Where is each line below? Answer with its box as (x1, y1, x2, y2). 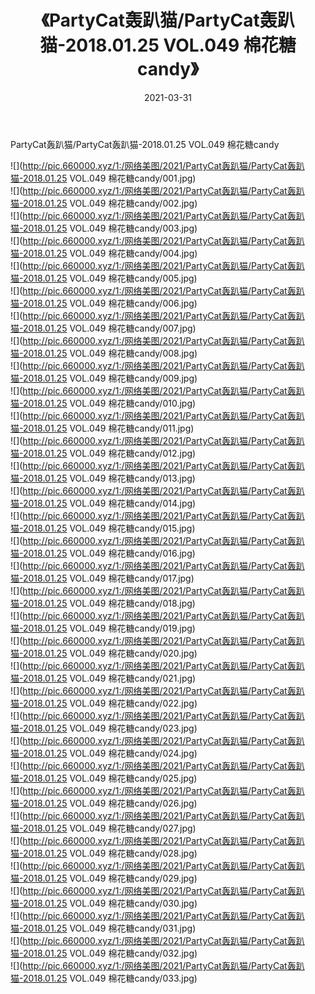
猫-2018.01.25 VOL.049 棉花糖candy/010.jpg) (10, 397, 197, 409)
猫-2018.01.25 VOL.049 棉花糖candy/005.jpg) (10, 272, 198, 284)
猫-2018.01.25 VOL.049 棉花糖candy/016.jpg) (10, 547, 196, 559)
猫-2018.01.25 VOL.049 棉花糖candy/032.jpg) (10, 947, 198, 959)
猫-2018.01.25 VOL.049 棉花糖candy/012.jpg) (10, 447, 197, 459)
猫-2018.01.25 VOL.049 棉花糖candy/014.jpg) (10, 497, 197, 509)
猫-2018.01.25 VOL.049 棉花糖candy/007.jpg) (10, 322, 197, 334)
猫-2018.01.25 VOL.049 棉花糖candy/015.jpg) (10, 522, 196, 534)
